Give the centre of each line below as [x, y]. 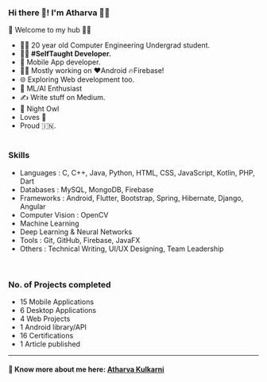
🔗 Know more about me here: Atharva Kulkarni [86, 369]
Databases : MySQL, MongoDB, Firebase [87, 189]
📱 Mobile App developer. [60, 62]
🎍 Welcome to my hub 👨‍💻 [50, 30]
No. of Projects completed [60, 284]
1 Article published [50, 344]
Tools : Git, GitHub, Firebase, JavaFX [80, 240]
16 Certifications [46, 335]
